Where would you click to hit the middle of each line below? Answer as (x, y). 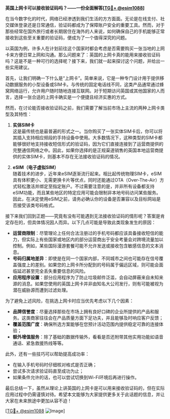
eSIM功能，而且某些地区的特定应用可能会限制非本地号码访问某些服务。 (87, 193)
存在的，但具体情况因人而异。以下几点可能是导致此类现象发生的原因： (82, 222)
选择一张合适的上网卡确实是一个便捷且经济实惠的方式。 (72, 97)
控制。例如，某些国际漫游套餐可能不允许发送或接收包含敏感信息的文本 (86, 246)
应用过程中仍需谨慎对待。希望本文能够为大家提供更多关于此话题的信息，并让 (85, 394)
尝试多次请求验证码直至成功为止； (48, 371)
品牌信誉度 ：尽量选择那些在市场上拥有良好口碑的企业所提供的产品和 (83, 311)
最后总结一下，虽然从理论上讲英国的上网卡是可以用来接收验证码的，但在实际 (85, 388)
